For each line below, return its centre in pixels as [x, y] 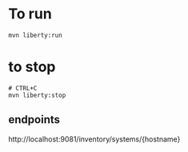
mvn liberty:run [35, 35]
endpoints [34, 120]
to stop [32, 67]
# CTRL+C [23, 88]
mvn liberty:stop [37, 95]
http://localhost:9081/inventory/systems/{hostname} [94, 139]
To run [30, 14]
